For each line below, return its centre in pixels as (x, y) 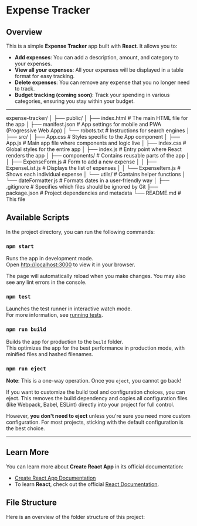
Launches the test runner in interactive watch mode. (69, 309)
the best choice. (26, 428)
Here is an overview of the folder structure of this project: (76, 517)
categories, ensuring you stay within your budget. (74, 101)
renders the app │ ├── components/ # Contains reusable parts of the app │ (98, 155)
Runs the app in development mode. (50, 259)
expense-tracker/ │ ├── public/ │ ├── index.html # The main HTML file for (97, 118)
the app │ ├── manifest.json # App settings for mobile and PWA (84, 124)
